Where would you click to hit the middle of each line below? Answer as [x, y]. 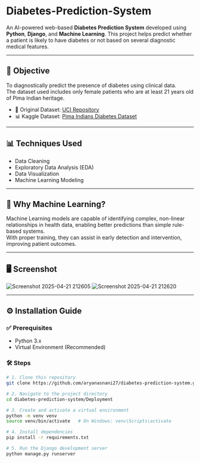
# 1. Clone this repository [41, 378]
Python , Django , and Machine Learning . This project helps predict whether [99, 33]
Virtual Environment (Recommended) [60, 347]
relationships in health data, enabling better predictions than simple [89, 225]
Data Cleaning [32, 161]
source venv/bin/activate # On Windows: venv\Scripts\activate [89, 421]
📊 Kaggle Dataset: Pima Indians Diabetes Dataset [76, 116]
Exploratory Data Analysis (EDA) [54, 167]
